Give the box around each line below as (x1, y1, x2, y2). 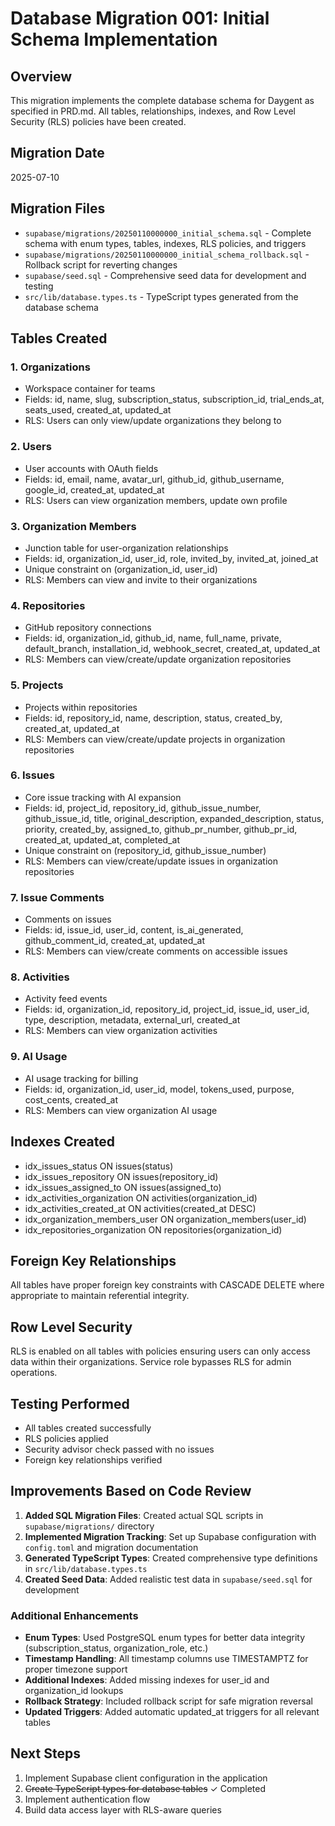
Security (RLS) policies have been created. (10, 116, 187, 127)
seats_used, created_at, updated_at (24, 404, 172, 416)
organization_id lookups (24, 1685, 124, 1697)
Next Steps (10, 1745, 81, 1762)
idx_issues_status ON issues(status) (24, 1160, 174, 1172)
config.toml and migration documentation (24, 1541, 199, 1553)
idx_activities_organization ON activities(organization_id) (24, 1192, 258, 1204)
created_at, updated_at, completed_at (24, 833, 181, 846)
